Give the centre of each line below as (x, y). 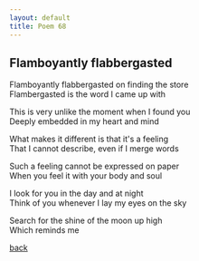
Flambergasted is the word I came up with (87, 94)
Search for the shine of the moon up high (86, 221)
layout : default (40, 18)
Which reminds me (44, 230)
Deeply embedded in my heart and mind (85, 121)
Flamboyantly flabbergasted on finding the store (99, 85)
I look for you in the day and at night (76, 193)
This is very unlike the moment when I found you (100, 112)
